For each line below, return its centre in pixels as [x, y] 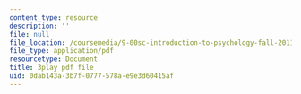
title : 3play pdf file [52, 68]
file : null [30, 34]
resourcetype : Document [54, 59]
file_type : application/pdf [62, 51]
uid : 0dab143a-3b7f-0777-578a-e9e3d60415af [92, 76]
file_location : [38, 43]
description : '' [39, 26]
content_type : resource [54, 17]
